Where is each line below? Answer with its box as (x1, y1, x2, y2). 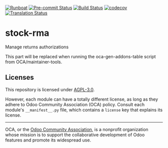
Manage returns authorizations (5, 44, 69, 50)
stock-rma (5, 27, 49, 39)
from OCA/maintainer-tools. (5, 59, 62, 65)
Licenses (5, 73, 34, 82)
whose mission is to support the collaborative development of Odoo (5, 132, 145, 138)
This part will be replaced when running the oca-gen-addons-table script (5, 53, 156, 59)
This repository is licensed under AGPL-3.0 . (5, 86, 95, 92)
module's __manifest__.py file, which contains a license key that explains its (5, 107, 163, 113)
